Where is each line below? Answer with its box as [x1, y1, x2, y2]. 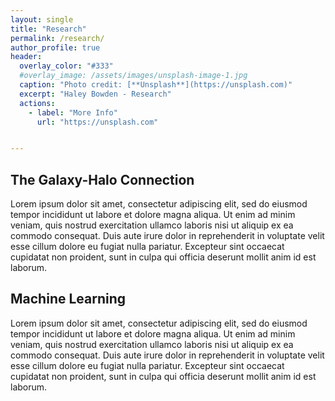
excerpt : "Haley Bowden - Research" [19, 89, 172, 99]
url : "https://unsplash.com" [36, 117, 159, 127]
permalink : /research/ [10, 33, 105, 43]
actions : [19, 98, 56, 108]
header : [10, 52, 43, 62]
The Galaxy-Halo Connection [10, 171, 195, 188]
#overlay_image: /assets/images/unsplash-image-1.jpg [19, 71, 248, 81]
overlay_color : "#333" [19, 61, 114, 71]
